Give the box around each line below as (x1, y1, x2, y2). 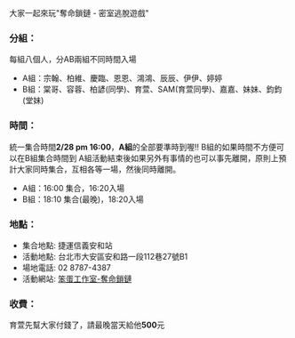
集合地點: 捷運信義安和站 (21, 239, 113, 251)
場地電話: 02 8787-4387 (21, 262, 111, 273)
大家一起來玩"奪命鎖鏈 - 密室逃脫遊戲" (9, 8, 149, 18)
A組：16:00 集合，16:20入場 (21, 182, 125, 193)
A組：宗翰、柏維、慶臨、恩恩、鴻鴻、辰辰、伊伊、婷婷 (21, 73, 223, 84)
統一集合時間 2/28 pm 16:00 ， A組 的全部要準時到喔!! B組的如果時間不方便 (9, 141, 277, 152)
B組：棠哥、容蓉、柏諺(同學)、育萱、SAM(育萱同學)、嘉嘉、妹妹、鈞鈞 (21, 84, 283, 95)
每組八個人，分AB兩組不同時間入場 (9, 54, 137, 65)
